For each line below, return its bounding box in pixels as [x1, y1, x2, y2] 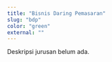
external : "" [7, 29, 45, 36]
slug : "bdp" [7, 16, 41, 23]
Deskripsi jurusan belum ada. [7, 48, 90, 56]
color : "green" [7, 22, 51, 29]
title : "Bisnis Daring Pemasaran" [7, 10, 107, 17]
